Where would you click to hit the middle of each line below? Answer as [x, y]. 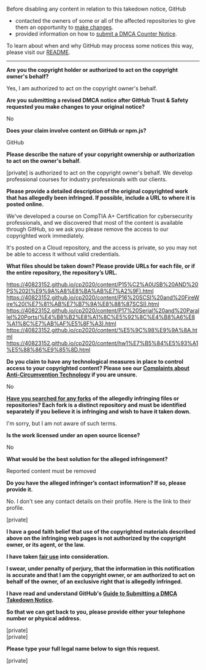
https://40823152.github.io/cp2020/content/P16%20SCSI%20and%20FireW [103, 298]
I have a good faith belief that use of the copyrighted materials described [101, 532]
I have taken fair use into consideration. [58, 556]
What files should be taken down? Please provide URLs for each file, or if [101, 266]
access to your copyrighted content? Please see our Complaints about [98, 368]
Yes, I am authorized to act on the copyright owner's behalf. [82, 88]
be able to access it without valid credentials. [63, 254]
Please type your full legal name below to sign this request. [83, 649]
